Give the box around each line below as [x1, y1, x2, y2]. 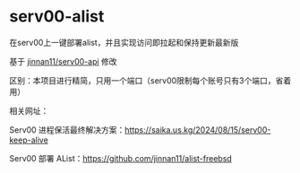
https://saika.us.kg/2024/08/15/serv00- [124, 124, 271, 135]
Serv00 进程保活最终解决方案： [9, 124, 125, 135]
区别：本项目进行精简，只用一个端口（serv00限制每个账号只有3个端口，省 [9, 74, 284, 86]
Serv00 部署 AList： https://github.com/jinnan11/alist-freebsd [9, 152, 233, 163]
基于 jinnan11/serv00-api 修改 [9, 56, 118, 66]
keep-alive [9, 134, 49, 145]
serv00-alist [9, 6, 105, 27]
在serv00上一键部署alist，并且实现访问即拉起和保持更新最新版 [9, 37, 239, 48]
